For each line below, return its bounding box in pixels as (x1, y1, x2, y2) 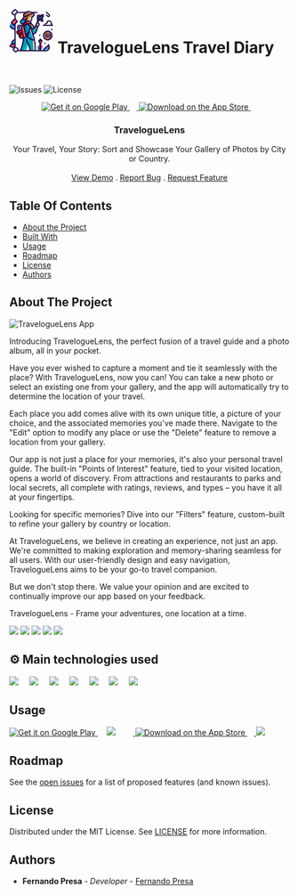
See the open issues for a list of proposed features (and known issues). (9, 777, 271, 787)
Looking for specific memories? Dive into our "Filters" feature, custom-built (9, 509, 286, 519)
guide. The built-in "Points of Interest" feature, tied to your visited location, (9, 463, 283, 474)
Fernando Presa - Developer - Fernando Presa (21, 875, 194, 886)
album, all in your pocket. (9, 345, 102, 355)
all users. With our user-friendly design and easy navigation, (9, 554, 230, 565)
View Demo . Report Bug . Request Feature (70, 173, 229, 183)
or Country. (128, 153, 171, 164)
